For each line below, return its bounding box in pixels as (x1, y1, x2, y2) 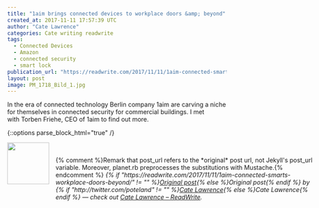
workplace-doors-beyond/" (55, 178, 135, 186)
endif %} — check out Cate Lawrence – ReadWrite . (55, 193, 203, 202)
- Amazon (13, 49, 39, 56)
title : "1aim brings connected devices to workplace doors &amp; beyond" (7, 10, 226, 17)
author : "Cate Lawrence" (7, 23, 79, 30)
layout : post (7, 74, 45, 82)
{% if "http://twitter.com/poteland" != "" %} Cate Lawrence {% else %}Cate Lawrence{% (55, 186, 309, 194)
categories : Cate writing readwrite (7, 29, 114, 37)
